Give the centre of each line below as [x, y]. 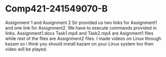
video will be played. [26, 49]
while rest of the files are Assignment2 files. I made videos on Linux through [83, 38]
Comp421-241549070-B [57, 9]
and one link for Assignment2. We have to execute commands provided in [81, 27]
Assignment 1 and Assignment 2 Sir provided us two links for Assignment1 [81, 22]
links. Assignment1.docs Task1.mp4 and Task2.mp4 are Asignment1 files [79, 33]
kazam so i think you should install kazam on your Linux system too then [80, 43]
